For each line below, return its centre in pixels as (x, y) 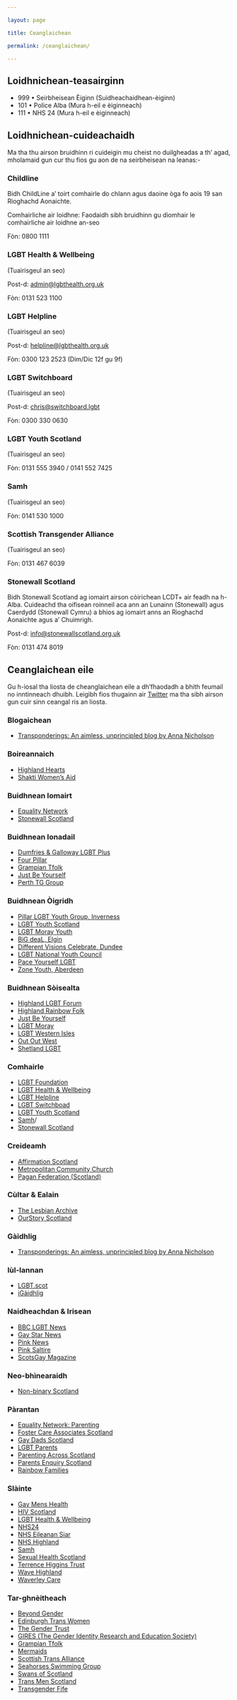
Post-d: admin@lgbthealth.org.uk (56, 284)
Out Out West (37, 1040)
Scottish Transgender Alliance (61, 534)
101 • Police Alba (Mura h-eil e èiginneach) (80, 105)
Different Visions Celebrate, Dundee (70, 947)
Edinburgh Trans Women (54, 1620)
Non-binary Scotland (48, 1391)
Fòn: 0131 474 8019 (35, 648)
